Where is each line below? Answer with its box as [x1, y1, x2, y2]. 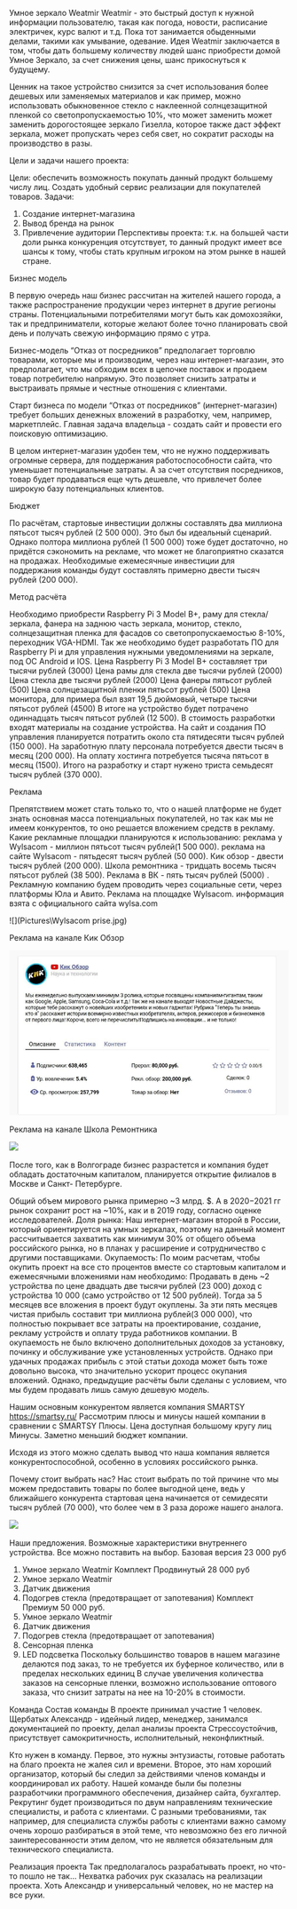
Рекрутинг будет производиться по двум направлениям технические [9, 1797, 273, 1808]
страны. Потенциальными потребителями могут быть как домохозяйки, [9, 309, 284, 319]
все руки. [9, 1889, 46, 1900]
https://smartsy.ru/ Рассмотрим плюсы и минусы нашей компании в [9, 1412, 266, 1422]
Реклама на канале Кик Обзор [9, 933, 124, 943]
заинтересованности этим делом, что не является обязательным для [9, 1834, 273, 1846]
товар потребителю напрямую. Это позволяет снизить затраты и [9, 373, 257, 384]
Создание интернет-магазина [21, 209, 136, 219]
